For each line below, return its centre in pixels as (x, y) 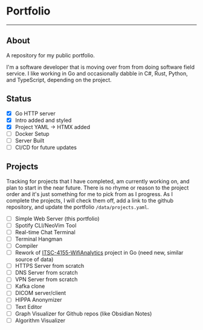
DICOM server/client (40, 293)
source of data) (34, 259)
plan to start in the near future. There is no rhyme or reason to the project (98, 188)
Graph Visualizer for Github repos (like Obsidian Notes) (83, 313)
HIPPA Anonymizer (38, 300)
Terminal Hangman (39, 239)
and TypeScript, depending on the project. (59, 80)
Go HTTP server (35, 113)
